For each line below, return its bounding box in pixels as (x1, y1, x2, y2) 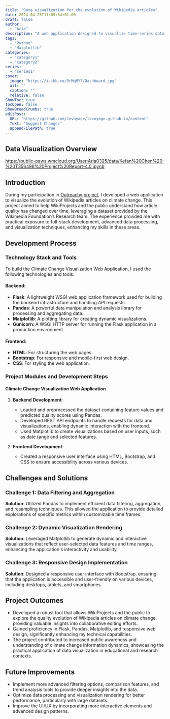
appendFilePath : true (10, 126, 56, 131)
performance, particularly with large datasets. (12, 698, 109, 704)
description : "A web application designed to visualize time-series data (5, 31, 165, 36)
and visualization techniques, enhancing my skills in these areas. (5, 224, 141, 231)
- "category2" (10, 60, 40, 65)
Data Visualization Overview (5, 145, 97, 153)
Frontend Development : (12, 444, 64, 450)
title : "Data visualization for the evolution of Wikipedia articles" (5, 7, 158, 13)
